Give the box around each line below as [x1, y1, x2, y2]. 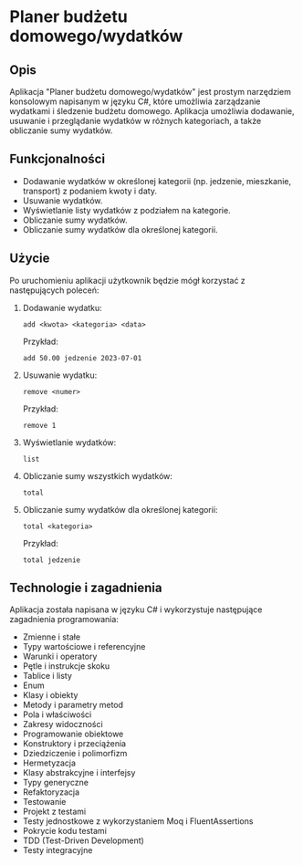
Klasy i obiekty [22, 690, 78, 701]
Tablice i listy [22, 671, 73, 682]
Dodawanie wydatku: [22, 302, 102, 313]
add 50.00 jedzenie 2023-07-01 [22, 353, 142, 362]
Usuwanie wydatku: [22, 370, 98, 380]
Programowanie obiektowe [22, 728, 124, 740]
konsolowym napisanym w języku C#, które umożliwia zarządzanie [9, 96, 261, 107]
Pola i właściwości [22, 709, 92, 720]
